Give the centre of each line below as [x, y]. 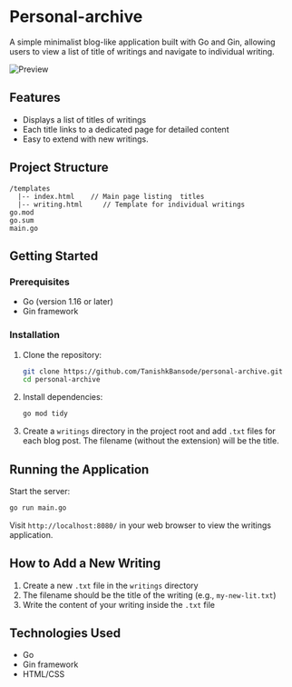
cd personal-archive [61, 380]
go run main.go [38, 508]
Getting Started [54, 256]
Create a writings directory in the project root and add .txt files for [149, 431]
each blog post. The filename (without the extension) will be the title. [151, 441]
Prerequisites [39, 282]
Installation [35, 335]
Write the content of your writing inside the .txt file [119, 604]
